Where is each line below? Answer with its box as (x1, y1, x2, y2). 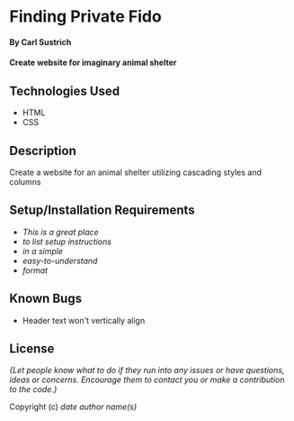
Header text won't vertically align (22, 315, 146, 325)
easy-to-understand (22, 255, 98, 266)
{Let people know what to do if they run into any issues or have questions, (9, 365, 285, 376)
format (22, 264, 48, 276)
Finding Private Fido (9, 6, 162, 27)
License (9, 341, 55, 357)
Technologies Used (9, 83, 120, 98)
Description (9, 142, 76, 159)
